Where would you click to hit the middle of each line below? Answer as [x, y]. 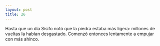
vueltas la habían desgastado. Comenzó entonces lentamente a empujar [79, 34]
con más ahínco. [22, 39]
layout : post [19, 10]
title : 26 [15, 14]
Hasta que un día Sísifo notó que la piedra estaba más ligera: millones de [80, 28]
